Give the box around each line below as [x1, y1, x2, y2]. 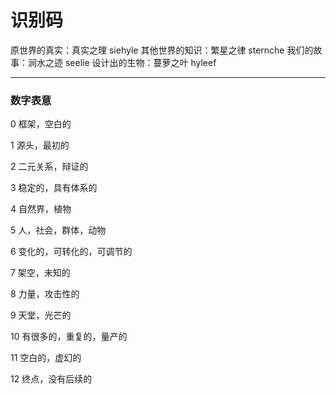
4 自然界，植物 [10, 203, 72, 215]
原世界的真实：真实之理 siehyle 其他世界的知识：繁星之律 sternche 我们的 [10, 44, 314, 56]
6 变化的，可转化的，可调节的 [10, 246, 133, 258]
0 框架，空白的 [10, 118, 72, 130]
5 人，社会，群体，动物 [10, 224, 107, 236]
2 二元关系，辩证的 [10, 161, 89, 173]
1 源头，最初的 [10, 139, 70, 151]
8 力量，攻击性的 [10, 288, 80, 300]
